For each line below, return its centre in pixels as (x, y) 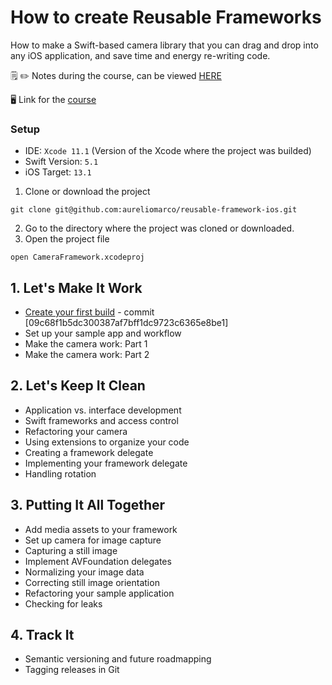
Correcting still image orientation (92, 582)
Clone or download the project (87, 192)
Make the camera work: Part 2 (87, 355)
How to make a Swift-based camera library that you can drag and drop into (164, 45)
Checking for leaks (63, 603)
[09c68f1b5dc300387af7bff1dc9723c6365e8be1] (126, 323)
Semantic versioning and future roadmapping (118, 659)
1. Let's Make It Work (76, 287)
